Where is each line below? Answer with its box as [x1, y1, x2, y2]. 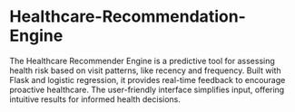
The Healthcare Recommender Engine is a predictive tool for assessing [9, 55, 275, 66]
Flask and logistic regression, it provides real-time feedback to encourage [9, 74, 286, 85]
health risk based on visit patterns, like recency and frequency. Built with [9, 65, 281, 76]
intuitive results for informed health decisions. [9, 93, 182, 105]
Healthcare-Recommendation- [9, 6, 247, 27]
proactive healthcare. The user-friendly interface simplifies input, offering [9, 84, 285, 95]
